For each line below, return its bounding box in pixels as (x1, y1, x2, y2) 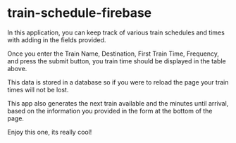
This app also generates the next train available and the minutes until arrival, (7, 99, 229, 107)
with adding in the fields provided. (7, 35, 106, 44)
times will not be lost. (7, 85, 69, 94)
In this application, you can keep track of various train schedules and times (7, 28, 225, 37)
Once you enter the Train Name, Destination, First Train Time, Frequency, (7, 49, 220, 58)
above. (7, 64, 27, 73)
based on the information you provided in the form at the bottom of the (7, 106, 213, 115)
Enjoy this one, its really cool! (7, 128, 92, 136)
